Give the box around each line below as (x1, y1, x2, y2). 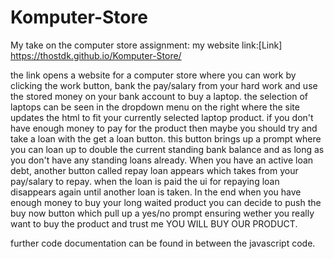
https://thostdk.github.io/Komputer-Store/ (10, 49, 182, 61)
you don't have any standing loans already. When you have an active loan (10, 154, 314, 166)
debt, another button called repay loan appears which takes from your (10, 164, 299, 176)
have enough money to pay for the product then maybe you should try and (10, 122, 318, 134)
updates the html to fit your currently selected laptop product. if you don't (10, 111, 314, 123)
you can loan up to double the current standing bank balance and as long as (10, 143, 325, 155)
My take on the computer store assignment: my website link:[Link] (10, 39, 283, 51)
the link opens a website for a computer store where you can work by (10, 69, 297, 81)
